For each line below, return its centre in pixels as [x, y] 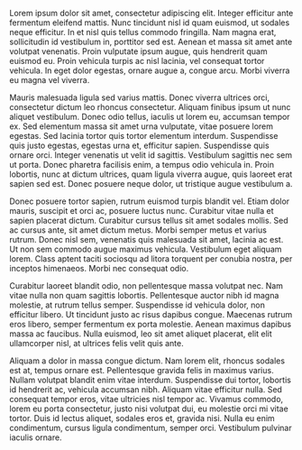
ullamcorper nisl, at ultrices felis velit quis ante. [96, 343]
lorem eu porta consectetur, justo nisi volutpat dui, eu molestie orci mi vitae [149, 409]
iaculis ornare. [36, 437]
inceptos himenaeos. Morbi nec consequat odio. [99, 268]
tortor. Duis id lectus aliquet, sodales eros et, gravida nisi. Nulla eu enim [142, 418]
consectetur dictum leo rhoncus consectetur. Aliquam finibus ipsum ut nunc [150, 107]
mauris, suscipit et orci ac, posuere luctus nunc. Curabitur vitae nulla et [142, 211]
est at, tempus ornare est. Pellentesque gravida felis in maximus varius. [142, 370]
